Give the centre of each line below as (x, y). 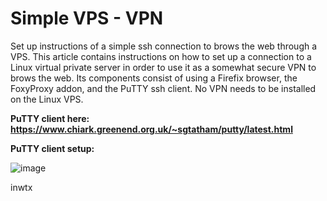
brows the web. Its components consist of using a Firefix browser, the (154, 78)
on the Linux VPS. (47, 99)
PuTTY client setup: (52, 148)
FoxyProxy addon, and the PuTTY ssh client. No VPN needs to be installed (163, 88)
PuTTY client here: (50, 118)
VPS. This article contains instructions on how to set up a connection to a (161, 56)
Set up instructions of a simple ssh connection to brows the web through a (164, 46)
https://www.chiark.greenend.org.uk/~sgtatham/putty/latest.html (151, 129)
